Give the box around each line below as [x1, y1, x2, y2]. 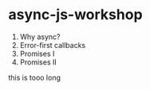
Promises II [19, 57, 57, 67]
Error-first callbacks [19, 40, 86, 49]
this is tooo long [8, 72, 61, 82]
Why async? [19, 32, 61, 41]
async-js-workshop [8, 6, 143, 24]
